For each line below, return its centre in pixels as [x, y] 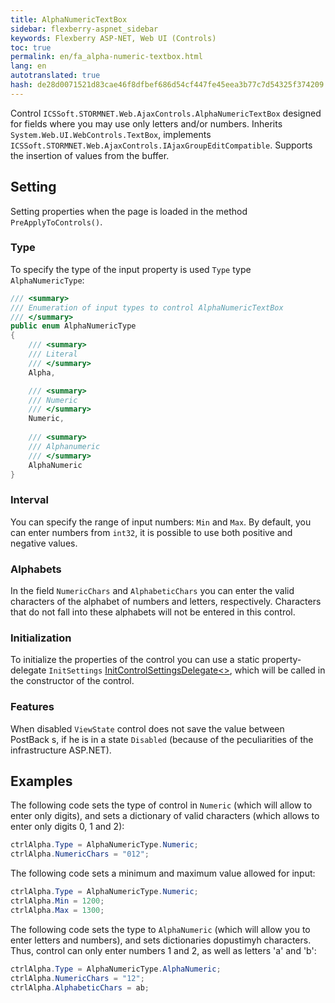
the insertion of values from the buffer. [90, 155]
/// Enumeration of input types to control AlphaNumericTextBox [147, 307]
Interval [29, 500]
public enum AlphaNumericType [73, 326]
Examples [41, 781]
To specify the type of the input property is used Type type [131, 269]
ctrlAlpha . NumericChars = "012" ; [80, 854]
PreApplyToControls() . [56, 222]
